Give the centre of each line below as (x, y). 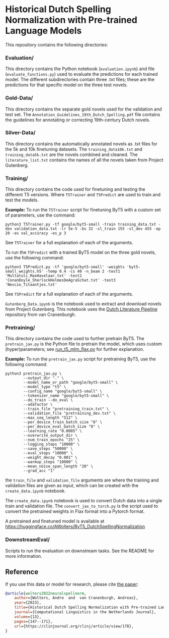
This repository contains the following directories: (57, 44)
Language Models (44, 31)
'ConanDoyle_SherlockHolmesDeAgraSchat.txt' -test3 (60, 280)
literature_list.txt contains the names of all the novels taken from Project (84, 159)
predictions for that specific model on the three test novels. (67, 85)
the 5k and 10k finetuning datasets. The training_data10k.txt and (74, 149)
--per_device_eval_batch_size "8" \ (62, 427)
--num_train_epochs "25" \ (52, 440)
